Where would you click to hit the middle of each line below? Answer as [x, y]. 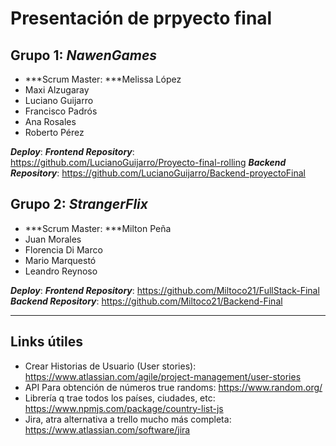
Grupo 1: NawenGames [84, 55]
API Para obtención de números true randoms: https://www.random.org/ [173, 387]
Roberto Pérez [54, 132]
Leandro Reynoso [61, 271]
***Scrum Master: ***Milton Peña [98, 228]
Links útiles [46, 342]
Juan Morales [53, 239]
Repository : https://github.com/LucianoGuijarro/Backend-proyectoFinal [158, 173]
